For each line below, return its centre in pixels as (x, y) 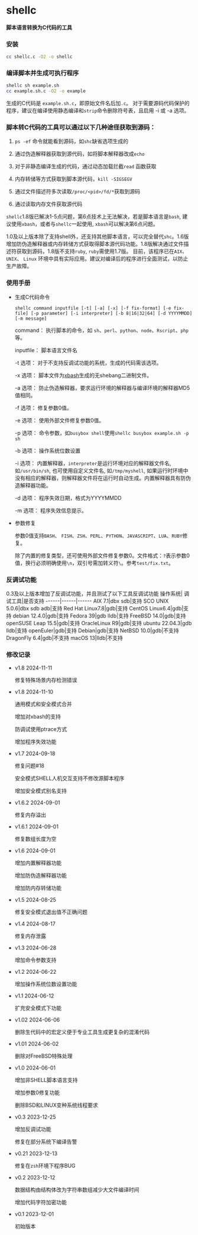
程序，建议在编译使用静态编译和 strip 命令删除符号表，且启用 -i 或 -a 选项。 (98, 110)
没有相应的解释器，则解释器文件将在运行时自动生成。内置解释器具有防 (100, 478)
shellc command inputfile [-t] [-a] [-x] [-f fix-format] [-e (93, 308)
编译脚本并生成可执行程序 (43, 73)
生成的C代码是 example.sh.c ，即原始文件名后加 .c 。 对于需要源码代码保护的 (98, 103)
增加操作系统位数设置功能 (46, 984)
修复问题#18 (30, 766)
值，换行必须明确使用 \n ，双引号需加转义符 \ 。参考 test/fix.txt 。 (94, 563)
